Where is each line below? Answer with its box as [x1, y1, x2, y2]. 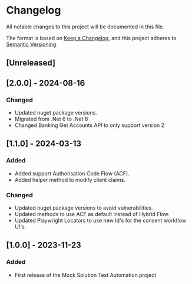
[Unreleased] [6, 58, 56, 68]
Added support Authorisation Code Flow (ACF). [14, 169, 130, 177]
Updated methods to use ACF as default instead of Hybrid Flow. [14, 211, 170, 217]
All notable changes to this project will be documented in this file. [6, 23, 165, 30]
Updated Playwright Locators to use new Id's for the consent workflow [14, 217, 187, 224]
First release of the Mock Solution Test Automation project [14, 271, 157, 278]
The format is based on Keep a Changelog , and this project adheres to [6, 34, 177, 41]
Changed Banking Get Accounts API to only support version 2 [14, 122, 165, 129]
